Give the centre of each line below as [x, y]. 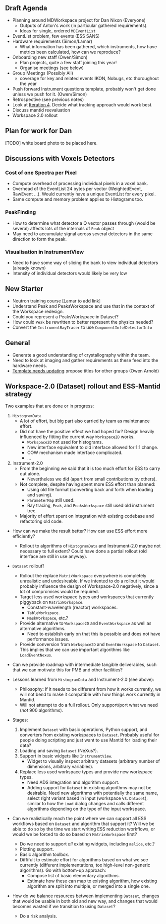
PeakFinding [21, 212]
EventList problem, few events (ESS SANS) [56, 36]
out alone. [30, 474]
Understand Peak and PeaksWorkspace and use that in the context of [83, 306]
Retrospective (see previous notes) [48, 99]
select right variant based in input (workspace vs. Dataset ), [87, 798]
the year [28, 84]
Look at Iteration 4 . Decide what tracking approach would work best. [82, 104]
